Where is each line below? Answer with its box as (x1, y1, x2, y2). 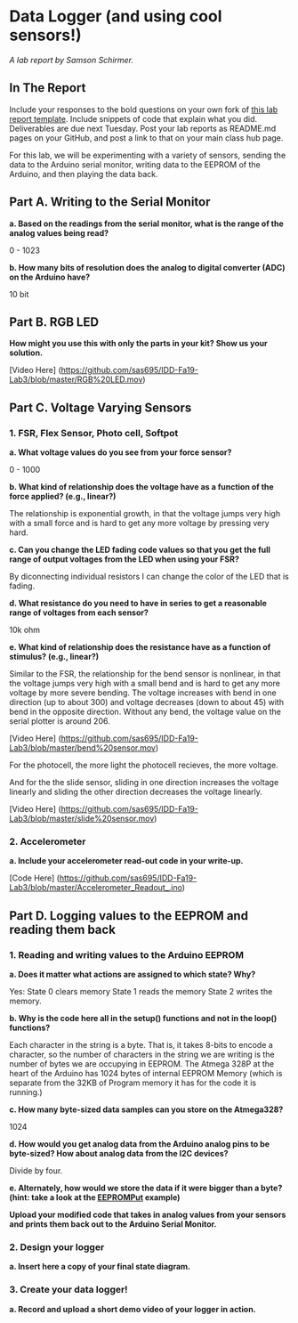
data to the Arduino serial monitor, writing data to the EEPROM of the (9, 158, 261, 170)
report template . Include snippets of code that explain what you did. (9, 113, 258, 124)
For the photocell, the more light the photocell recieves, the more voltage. (9, 759, 278, 771)
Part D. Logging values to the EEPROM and (9, 908, 249, 923)
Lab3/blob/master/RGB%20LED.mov (9, 374, 143, 385)
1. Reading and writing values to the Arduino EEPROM (9, 948, 245, 961)
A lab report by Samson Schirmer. (9, 54, 134, 65)
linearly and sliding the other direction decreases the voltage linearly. (9, 786, 262, 798)
